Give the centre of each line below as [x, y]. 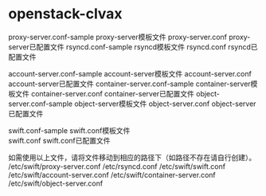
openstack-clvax [65, 14]
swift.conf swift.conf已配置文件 [59, 140]
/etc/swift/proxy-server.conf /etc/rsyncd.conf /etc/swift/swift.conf [117, 166]
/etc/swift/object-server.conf [56, 183]
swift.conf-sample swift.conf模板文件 [69, 130]
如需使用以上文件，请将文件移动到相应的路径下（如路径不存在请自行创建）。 [132, 157]
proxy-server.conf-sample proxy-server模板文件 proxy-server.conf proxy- [129, 37]
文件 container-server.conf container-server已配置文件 [105, 93]
